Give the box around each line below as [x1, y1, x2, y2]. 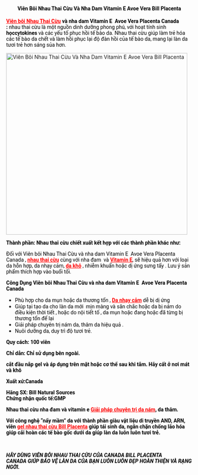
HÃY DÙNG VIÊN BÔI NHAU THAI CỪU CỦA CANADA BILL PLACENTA [6, 452, 163, 459]
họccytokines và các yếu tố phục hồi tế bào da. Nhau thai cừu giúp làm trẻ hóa [6, 30, 186, 36]
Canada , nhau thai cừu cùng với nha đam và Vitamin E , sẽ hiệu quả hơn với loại [6, 256, 189, 263]
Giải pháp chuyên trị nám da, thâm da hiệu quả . [14, 321, 124, 328]
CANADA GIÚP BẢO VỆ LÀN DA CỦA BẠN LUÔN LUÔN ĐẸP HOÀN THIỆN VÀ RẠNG [6, 458, 192, 465]
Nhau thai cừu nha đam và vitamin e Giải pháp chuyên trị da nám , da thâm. [6, 406, 178, 413]
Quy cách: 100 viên [6, 339, 51, 345]
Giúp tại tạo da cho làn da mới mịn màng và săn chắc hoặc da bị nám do [14, 303, 181, 310]
